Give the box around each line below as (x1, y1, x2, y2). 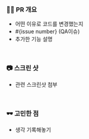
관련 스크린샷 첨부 (15, 81, 58, 88)
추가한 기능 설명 (15, 35, 53, 43)
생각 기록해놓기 (15, 126, 51, 133)
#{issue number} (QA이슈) (15, 28, 80, 35)
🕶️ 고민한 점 (6, 109, 39, 118)
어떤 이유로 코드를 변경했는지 (15, 20, 84, 28)
